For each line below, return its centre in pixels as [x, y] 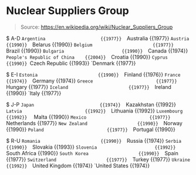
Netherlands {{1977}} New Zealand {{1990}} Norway [94, 123]
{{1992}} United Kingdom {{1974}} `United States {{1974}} [78, 166]
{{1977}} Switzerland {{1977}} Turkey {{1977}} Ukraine [98, 159]
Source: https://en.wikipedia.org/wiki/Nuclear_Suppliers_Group [97, 27]
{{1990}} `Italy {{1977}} [34, 93]
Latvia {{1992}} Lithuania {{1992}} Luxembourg [94, 111]
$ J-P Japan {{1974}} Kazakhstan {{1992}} [91, 104]
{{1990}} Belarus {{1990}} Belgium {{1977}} [90, 44]
